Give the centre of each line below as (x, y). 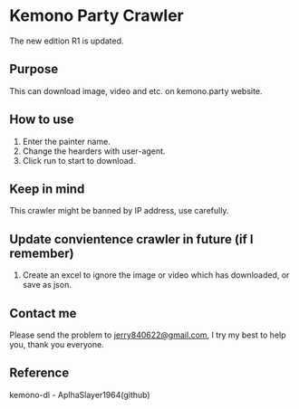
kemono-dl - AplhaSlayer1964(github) (80, 395)
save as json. (47, 285)
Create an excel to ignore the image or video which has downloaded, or (156, 275)
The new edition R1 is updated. (67, 41)
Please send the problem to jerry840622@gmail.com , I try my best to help (148, 335)
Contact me (43, 313)
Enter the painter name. (66, 141)
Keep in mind (47, 189)
